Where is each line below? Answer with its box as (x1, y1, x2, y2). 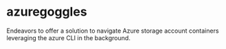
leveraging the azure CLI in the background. (6, 33, 131, 42)
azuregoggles (6, 4, 87, 20)
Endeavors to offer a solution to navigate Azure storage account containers (6, 27, 219, 35)
